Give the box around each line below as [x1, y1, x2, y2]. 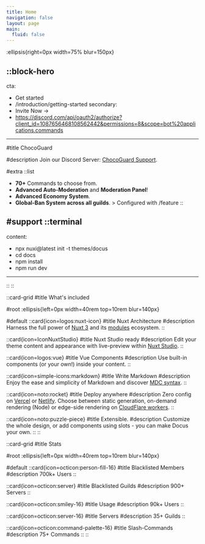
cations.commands [15, 126, 63, 134]
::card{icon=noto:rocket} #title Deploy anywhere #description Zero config [6, 390, 192, 397]
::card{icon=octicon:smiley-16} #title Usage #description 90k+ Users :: [6, 500, 184, 507]
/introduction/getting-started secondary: [15, 100, 118, 107]
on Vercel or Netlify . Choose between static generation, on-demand [6, 397, 177, 404]
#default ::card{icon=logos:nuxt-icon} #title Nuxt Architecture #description [6, 317, 195, 324]
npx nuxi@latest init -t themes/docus [15, 245, 108, 252]
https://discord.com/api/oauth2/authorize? [15, 114, 123, 121]
